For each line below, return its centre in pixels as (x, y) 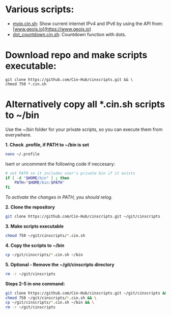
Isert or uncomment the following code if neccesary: (60, 164)
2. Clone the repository (30, 207)
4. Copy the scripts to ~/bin (35, 245)
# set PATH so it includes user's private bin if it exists (70, 173)
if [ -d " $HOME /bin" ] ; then (37, 178)
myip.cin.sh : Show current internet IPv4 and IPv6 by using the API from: (88, 24)
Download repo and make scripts (76, 55)
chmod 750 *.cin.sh (26, 84)
